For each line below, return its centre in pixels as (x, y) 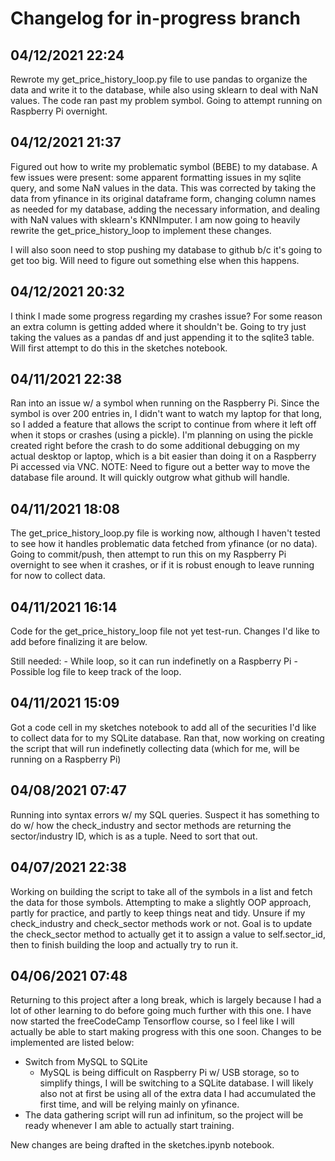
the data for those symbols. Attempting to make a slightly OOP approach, (161, 902)
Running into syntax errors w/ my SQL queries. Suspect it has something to (165, 814)
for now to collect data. (58, 576)
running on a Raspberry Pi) (66, 759)
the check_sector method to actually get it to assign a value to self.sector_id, (168, 934)
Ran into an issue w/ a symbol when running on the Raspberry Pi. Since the (165, 403)
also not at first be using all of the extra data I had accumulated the (178, 1094)
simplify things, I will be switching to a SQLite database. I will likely (176, 1083)
